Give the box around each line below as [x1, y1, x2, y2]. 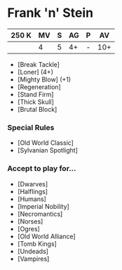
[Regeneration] [17, 82, 61, 91]
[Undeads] [17, 247, 49, 255]
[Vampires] [17, 255, 50, 263]
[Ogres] [17, 224, 40, 233]
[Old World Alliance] [17, 232, 76, 240]
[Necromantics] [17, 210, 63, 218]
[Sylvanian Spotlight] [17, 146, 79, 155]
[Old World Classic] [17, 139, 74, 147]
